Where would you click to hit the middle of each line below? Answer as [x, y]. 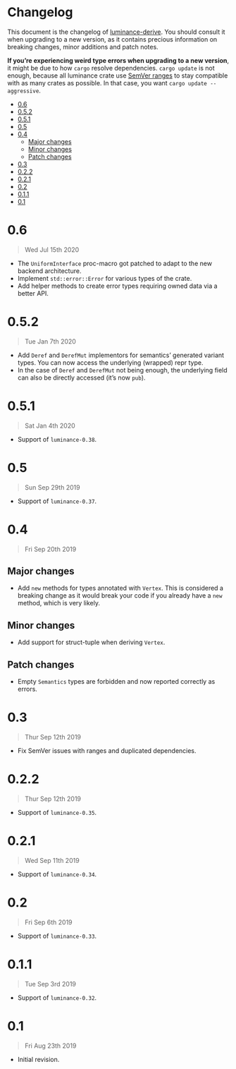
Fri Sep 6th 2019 [48, 922]
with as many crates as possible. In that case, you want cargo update [107, 83]
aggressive [23, 91]
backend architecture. [49, 271]
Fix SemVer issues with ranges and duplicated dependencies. [107, 751]
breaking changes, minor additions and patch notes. [83, 47]
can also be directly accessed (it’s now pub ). [81, 378]
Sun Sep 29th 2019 [52, 487]
